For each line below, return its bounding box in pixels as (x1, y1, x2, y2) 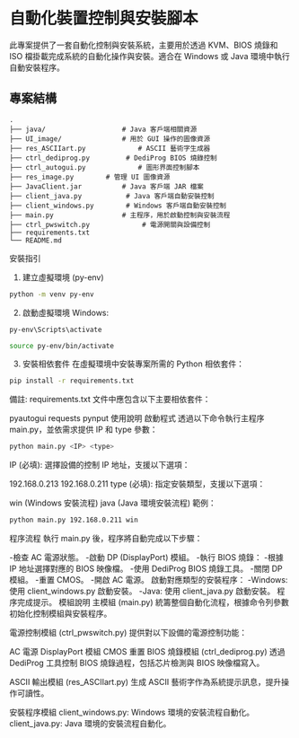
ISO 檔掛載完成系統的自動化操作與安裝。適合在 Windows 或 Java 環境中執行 (9, 50, 290, 61)
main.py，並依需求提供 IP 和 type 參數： (9, 424, 158, 435)
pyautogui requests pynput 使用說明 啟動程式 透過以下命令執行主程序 (9, 413, 265, 424)
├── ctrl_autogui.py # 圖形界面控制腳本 (9, 163, 200, 171)
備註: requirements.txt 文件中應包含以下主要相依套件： (9, 394, 211, 405)
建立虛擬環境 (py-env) (22, 271, 105, 283)
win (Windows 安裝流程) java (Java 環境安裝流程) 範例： (9, 497, 217, 508)
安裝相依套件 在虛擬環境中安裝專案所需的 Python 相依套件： (22, 358, 245, 369)
